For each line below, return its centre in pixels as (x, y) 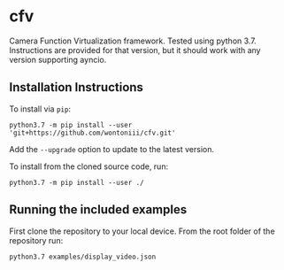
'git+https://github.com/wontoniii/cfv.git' (92, 133)
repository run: (36, 240)
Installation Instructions (77, 87)
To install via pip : (40, 109)
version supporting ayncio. (58, 59)
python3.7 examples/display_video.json (83, 257)
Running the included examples (98, 210)
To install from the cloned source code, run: (89, 166)
